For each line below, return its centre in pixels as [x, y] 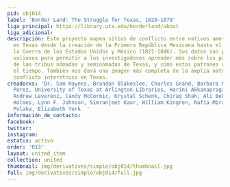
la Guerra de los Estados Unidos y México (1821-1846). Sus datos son [116, 52]
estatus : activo [30, 141]
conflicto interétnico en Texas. [61, 77]
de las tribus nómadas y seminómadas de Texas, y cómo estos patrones [116, 64]
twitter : [20, 128]
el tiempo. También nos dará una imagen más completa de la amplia [112, 71]
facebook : [21, 122]
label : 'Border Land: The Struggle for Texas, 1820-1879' [91, 20]
